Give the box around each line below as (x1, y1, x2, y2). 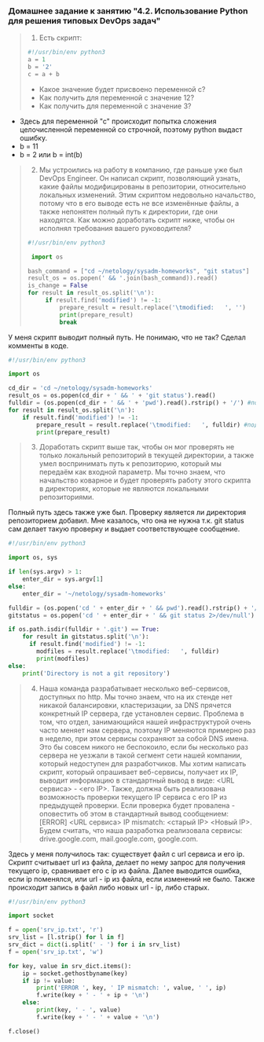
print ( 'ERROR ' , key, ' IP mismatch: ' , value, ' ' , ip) (36, 984, 226, 992)
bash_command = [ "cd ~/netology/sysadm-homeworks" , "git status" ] (27, 267, 250, 275)
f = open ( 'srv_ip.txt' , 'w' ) (8, 948, 104, 956)
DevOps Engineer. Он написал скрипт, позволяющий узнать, (38, 173, 241, 182)
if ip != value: (22, 977, 76, 985)
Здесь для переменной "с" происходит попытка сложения (19, 116, 217, 126)
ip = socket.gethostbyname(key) (22, 969, 128, 978)
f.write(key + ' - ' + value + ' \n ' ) (36, 1013, 159, 1021)
